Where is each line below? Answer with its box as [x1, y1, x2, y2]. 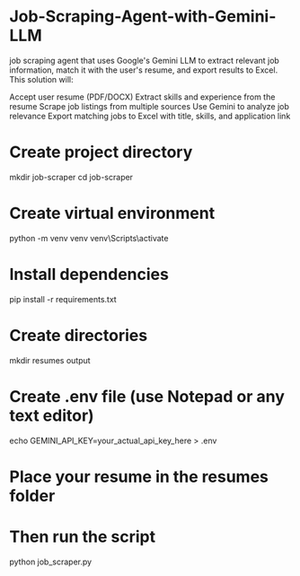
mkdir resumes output [9, 354, 92, 365]
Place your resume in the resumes [9, 467, 269, 486]
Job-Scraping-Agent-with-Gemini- [9, 6, 277, 27]
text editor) [9, 406, 94, 425]
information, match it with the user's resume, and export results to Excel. [9, 65, 278, 75]
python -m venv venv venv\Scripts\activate [9, 232, 169, 243]
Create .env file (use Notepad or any [9, 386, 286, 406]
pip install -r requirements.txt [9, 293, 117, 304]
